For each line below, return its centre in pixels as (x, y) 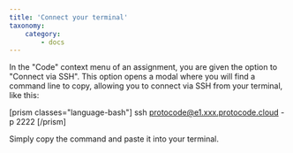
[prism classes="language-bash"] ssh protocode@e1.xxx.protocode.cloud (144, 112)
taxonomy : (27, 26)
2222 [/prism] (41, 122)
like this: (24, 96)
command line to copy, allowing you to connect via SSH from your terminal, (146, 86)
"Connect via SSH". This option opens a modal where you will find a (132, 77)
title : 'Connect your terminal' (68, 17)
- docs (53, 42)
